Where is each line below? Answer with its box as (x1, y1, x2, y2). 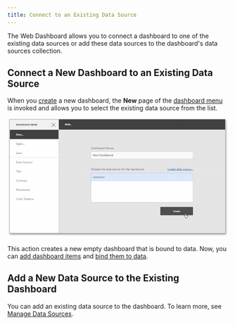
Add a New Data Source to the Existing (7, 272, 179, 284)
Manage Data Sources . (7, 310, 74, 318)
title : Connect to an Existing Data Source (7, 11, 137, 18)
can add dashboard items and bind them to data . (7, 252, 148, 260)
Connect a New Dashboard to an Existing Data (7, 67, 213, 79)
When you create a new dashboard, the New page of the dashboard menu (7, 96, 223, 105)
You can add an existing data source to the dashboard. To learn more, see (7, 302, 222, 310)
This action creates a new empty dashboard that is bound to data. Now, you (7, 245, 227, 253)
